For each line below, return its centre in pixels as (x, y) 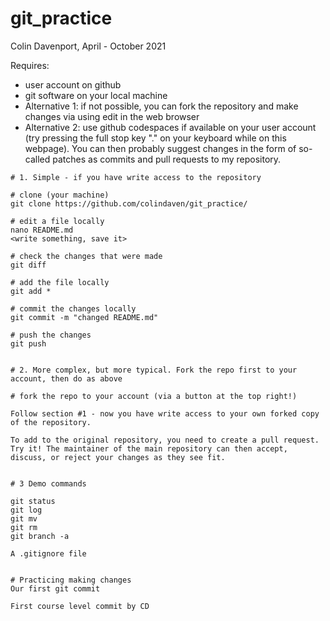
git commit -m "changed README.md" (84, 317)
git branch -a (40, 536)
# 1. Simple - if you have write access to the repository (136, 177)
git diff (28, 265)
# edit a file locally (57, 221)
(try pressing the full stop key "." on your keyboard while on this (155, 138)
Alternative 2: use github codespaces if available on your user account (170, 127)
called (37, 159)
